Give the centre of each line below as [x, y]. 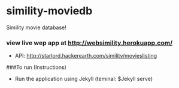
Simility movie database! [37, 27]
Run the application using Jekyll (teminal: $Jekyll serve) [84, 79]
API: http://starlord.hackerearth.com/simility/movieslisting [86, 56]
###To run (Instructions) [37, 67]
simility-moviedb [49, 11]
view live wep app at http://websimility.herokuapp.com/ [89, 43]
